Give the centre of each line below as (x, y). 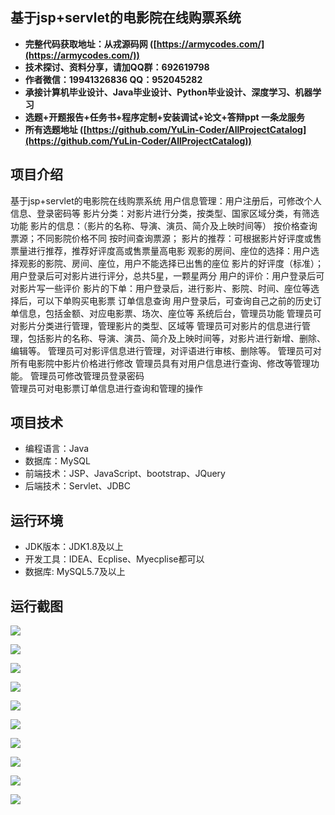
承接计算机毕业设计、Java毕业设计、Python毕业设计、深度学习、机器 (168, 92)
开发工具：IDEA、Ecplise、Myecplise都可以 (114, 559)
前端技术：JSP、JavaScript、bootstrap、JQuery (125, 474)
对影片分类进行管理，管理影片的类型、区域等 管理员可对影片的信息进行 (156, 325)
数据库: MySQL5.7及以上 (75, 572)
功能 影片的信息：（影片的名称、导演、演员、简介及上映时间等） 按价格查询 (164, 225)
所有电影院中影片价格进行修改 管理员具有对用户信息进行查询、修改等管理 (160, 363)
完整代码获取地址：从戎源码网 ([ (90, 44)
